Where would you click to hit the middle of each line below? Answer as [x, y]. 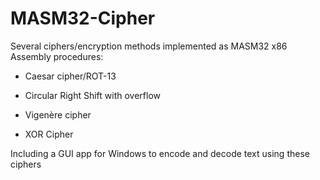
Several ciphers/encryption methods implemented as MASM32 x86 [149, 46]
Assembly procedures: [57, 56]
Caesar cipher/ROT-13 [70, 76]
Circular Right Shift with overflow [93, 95]
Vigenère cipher [58, 114]
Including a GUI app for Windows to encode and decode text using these [160, 153]
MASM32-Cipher [83, 18]
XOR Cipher [49, 134]
